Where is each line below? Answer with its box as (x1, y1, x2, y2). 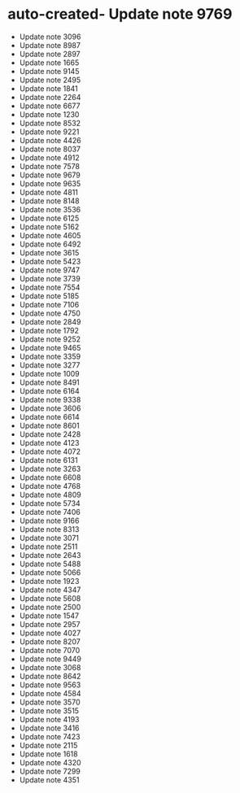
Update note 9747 (19, 265, 81, 275)
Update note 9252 (19, 334, 81, 344)
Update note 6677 (19, 101, 81, 111)
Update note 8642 (19, 671, 81, 681)
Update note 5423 (19, 256, 81, 266)
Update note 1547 (19, 611, 79, 621)
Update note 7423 (19, 731, 81, 741)
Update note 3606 (19, 403, 81, 413)
